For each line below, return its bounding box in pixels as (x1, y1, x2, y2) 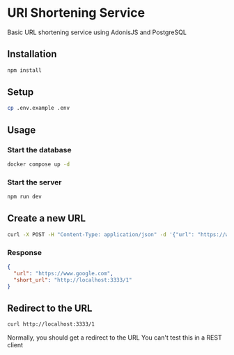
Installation (7, 48, 57, 60)
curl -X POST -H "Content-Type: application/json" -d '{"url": (7, 231, 195, 238)
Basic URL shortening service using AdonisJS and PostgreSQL (7, 28, 187, 36)
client (7, 341, 23, 349)
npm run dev (7, 194, 42, 201)
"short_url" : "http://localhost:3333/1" (13, 276, 132, 284)
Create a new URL (7, 212, 86, 224)
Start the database (7, 145, 72, 154)
